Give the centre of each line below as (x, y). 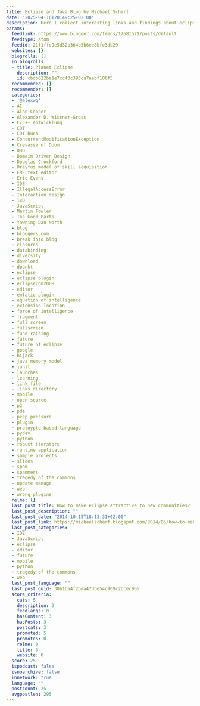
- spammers (25, 472)
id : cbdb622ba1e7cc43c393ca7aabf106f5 (65, 78)
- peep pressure (32, 417)
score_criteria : (32, 594)
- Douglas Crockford (37, 162)
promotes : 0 (32, 639)
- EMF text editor (35, 173)
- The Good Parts (33, 217)
